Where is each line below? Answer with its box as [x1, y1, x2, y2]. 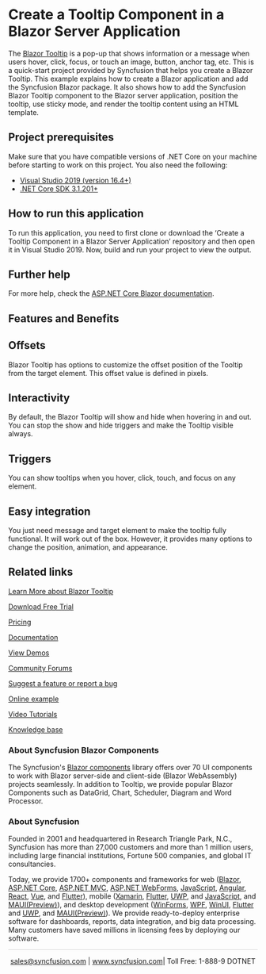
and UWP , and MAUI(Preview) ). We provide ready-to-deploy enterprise [8, 908, 240, 918]
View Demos [8, 648, 50, 658]
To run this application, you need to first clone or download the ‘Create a [8, 228, 245, 237]
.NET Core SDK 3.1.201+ [19, 184, 99, 194]
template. [8, 107, 40, 117]
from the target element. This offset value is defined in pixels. [8, 368, 208, 378]
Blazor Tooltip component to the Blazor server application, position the [8, 90, 239, 100]
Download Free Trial [8, 601, 74, 612]
